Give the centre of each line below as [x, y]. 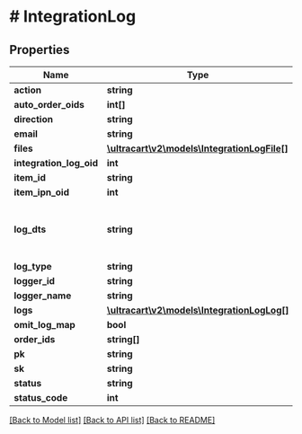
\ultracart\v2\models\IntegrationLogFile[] [197, 148]
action [28, 90]
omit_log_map [45, 325]
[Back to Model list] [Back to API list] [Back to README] [112, 420]
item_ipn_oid [42, 192]
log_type [33, 266]
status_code [41, 398]
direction [34, 119]
